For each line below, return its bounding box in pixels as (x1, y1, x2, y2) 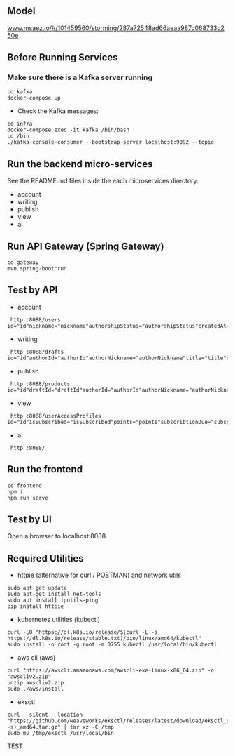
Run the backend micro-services (7, 158, 153, 170)
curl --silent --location (7, 711, 83, 719)
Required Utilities (7, 552, 84, 564)
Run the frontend (7, 463, 83, 475)
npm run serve (7, 494, 49, 501)
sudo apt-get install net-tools (7, 591, 101, 598)
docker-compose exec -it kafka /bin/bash (7, 126, 130, 134)
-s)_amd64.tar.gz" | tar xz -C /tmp (7, 724, 114, 731)
